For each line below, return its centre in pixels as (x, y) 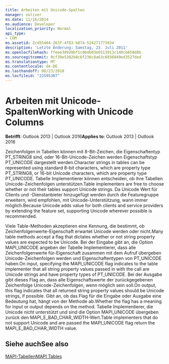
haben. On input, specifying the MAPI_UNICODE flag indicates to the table (82, 263)
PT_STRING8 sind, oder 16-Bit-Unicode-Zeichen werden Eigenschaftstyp (81, 157)
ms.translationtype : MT (30, 62)
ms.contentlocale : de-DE (31, 66)
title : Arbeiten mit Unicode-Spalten (45, 10)
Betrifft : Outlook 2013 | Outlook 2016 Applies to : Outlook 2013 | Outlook (80, 136)
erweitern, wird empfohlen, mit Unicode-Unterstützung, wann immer (77, 200)
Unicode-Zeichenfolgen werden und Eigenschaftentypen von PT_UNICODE (83, 258)
